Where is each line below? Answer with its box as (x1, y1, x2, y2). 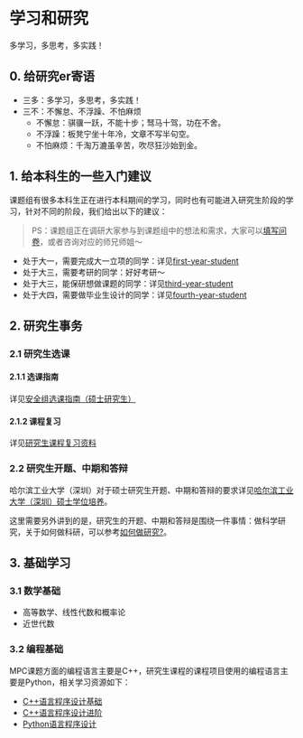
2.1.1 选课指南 (9, 371, 60, 382)
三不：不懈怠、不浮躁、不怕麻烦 (22, 106, 142, 117)
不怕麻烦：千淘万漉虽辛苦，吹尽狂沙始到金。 (35, 139, 203, 150)
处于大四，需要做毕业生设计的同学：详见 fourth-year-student (22, 289, 247, 300)
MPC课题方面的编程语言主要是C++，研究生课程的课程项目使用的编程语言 (9, 665, 281, 676)
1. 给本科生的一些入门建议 (9, 169, 151, 184)
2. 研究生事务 (9, 318, 83, 333)
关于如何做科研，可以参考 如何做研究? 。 (24, 526, 172, 537)
